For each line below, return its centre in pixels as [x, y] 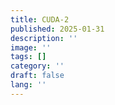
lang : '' [28, 85]
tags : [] [28, 57]
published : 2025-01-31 [57, 29]
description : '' [44, 38]
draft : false [37, 76]
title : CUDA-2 [40, 19]
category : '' [37, 66]
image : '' [31, 47]
